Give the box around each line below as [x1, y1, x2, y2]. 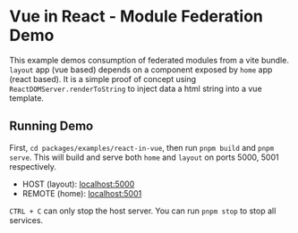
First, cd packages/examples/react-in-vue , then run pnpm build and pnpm [9, 142, 275, 153]
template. [9, 92, 45, 104]
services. [9, 214, 43, 225]
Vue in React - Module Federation [9, 6, 264, 27]
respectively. [9, 161, 56, 171]
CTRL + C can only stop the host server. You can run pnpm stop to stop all [9, 205, 277, 216]
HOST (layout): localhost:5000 [21, 179, 135, 189]
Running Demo [9, 119, 94, 134]
